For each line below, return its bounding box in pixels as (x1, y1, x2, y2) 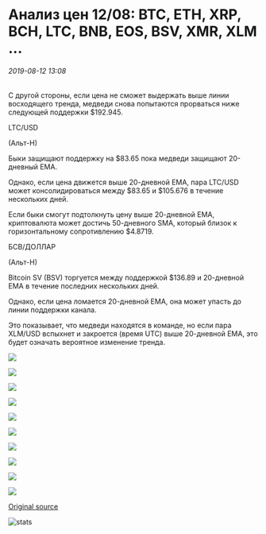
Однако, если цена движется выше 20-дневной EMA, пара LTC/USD (8, 177, 240, 188)
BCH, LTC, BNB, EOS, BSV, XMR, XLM (8, 22, 257, 41)
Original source (8, 502, 59, 512)
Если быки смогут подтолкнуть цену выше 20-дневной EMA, (8, 210, 215, 219)
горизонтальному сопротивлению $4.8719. (8, 226, 154, 236)
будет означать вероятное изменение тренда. (8, 338, 166, 347)
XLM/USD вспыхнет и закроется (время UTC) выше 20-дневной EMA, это (8, 329, 258, 339)
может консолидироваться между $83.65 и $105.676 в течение (8, 186, 224, 195)
